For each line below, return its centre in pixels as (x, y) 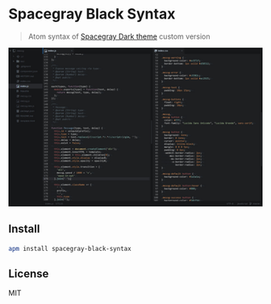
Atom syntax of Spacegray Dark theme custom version (119, 36)
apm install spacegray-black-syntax (70, 248)
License (29, 274)
